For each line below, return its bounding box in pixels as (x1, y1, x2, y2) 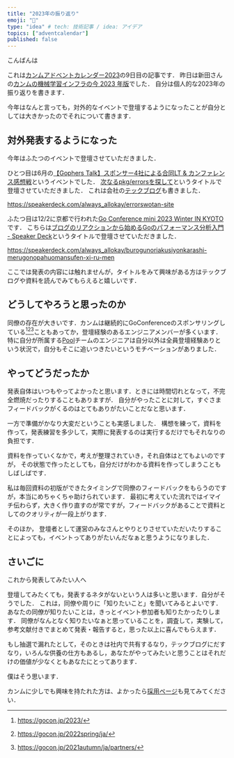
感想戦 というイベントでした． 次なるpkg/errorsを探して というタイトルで (13, 177, 222, 185)
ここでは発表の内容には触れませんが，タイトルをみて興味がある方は (7, 268, 202, 276)
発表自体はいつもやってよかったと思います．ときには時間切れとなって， (7, 387, 214, 396)
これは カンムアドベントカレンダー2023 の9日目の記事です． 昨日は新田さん (7, 71, 223, 79)
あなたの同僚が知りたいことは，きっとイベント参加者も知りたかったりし (7, 608, 214, 617)
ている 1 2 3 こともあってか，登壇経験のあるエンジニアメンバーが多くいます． (7, 326, 222, 336)
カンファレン (188, 169, 225, 177)
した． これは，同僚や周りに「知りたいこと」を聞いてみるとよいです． (19, 599, 222, 608)
